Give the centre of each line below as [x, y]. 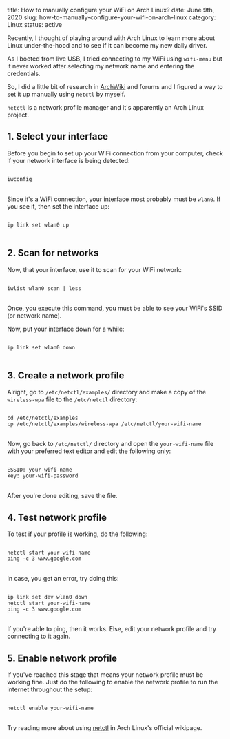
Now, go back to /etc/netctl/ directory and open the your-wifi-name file [111, 444]
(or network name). [34, 315]
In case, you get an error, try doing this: [63, 579]
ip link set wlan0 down [41, 347]
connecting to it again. [39, 636]
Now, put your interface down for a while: [66, 329]
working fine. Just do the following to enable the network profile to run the [113, 682]
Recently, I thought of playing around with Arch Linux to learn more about [111, 38]
